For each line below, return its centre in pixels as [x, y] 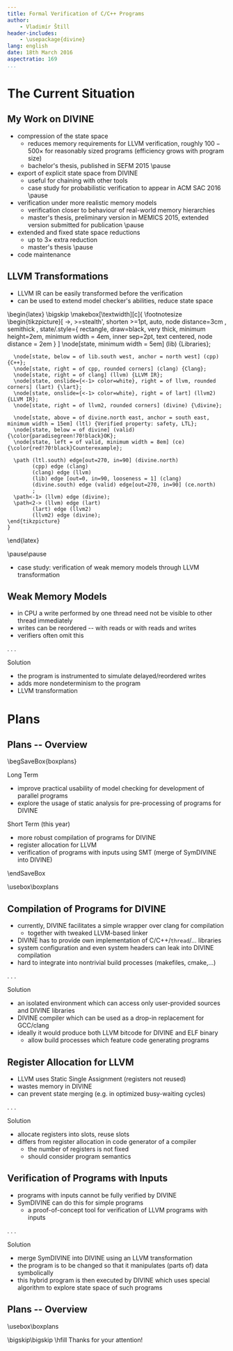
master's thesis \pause [61, 247]
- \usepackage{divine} [53, 40]
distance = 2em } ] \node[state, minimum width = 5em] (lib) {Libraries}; [109, 344]
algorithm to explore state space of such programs [90, 1288]
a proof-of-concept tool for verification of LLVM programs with [118, 1209]
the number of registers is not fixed [78, 1149]
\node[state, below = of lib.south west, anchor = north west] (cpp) [116, 356]
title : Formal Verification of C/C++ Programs [76, 14]
